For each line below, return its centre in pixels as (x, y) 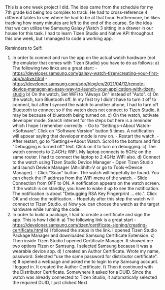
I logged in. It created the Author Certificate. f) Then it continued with (82, 267)
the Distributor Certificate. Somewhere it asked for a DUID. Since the (82, 272)
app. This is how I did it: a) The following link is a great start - (74, 220)
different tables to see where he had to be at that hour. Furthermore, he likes (82, 17)
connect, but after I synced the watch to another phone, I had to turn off (85, 105)
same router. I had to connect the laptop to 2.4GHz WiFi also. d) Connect (86, 157)
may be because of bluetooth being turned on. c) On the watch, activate (85, 115)
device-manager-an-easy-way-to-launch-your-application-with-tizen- (84, 89)
